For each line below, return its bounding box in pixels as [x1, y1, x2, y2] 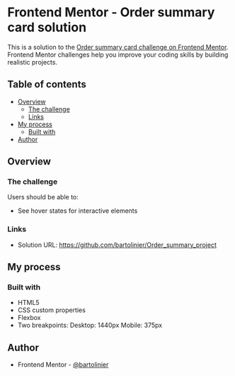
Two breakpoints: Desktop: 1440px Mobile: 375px [17, 321, 163, 330]
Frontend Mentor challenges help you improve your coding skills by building [7, 50, 229, 59]
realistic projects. [7, 57, 58, 66]
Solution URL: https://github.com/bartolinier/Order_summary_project [17, 240, 217, 249]
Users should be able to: [7, 193, 79, 201]
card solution [7, 19, 87, 35]
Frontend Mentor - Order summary [7, 4, 215, 21]
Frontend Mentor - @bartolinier [17, 360, 109, 369]
